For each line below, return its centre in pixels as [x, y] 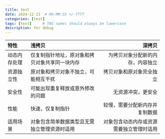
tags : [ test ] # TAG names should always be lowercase [66, 23]
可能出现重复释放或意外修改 [62, 88]
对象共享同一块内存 [57, 63]
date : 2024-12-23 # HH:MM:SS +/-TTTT [45, 14]
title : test [17, 10]
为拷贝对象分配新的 [130, 55]
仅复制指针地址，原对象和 [60, 55]
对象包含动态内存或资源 [130, 122]
